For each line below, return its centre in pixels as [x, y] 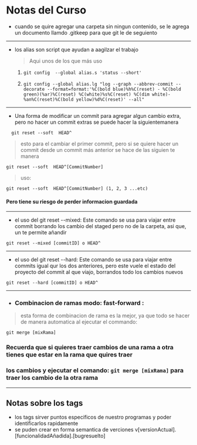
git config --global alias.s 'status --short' [82, 73]
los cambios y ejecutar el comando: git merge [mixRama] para [95, 371]
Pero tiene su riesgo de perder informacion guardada [72, 201]
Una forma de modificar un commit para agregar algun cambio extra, [98, 116]
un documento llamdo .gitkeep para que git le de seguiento [86, 32]
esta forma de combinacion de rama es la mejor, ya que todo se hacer [105, 316]
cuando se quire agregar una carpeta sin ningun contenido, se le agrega [102, 26]
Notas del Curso [46, 10]
